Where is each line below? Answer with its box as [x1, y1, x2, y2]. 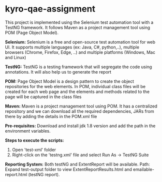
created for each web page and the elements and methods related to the [5, 89, 150, 94]
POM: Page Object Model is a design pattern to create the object [5, 78, 134, 84]
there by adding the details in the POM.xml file [5, 113, 98, 119]
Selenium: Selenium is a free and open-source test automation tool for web [5, 39, 156, 45]
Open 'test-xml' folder [12, 147, 57, 152]
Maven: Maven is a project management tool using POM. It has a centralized [5, 103, 158, 109]
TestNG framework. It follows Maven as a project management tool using [5, 24, 150, 30]
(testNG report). [28, 171, 60, 177]
